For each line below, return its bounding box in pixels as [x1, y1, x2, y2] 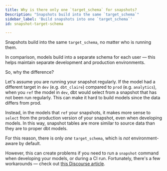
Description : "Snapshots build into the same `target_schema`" [5, 12, 140, 17]
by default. [19, 141, 41, 147]
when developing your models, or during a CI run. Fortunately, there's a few [5, 156, 161, 162]
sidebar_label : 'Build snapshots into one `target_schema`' [5, 16, 133, 21]
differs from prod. [5, 100, 41, 106]
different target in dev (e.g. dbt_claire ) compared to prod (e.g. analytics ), [5, 84, 157, 90]
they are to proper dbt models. [5, 126, 68, 132]
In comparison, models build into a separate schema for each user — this [5, 54, 156, 60]
